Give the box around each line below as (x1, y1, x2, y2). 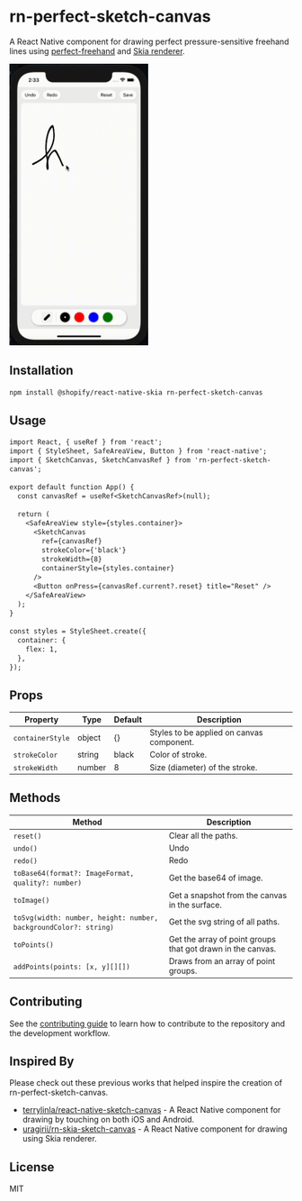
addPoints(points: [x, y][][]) (13, 962, 130, 971)
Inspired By (9, 1054, 75, 1069)
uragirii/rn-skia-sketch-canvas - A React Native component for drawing (22, 1124, 288, 1134)
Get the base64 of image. (168, 872, 263, 883)
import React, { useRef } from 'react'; (9, 438, 164, 447)
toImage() (13, 896, 50, 905)
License (9, 1160, 55, 1175)
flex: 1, (25, 645, 58, 654)
